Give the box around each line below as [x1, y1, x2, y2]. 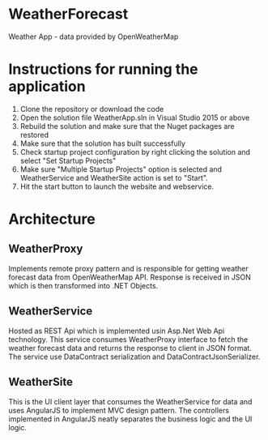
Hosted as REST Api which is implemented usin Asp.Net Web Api [8, 326, 225, 335]
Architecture [8, 210, 96, 229]
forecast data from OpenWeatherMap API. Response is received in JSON [8, 272, 251, 282]
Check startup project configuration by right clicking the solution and [19, 147, 251, 156]
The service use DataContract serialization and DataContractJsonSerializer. [8, 352, 261, 361]
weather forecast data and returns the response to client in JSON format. [8, 343, 253, 352]
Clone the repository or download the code [19, 104, 164, 113]
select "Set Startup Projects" [19, 156, 117, 165]
